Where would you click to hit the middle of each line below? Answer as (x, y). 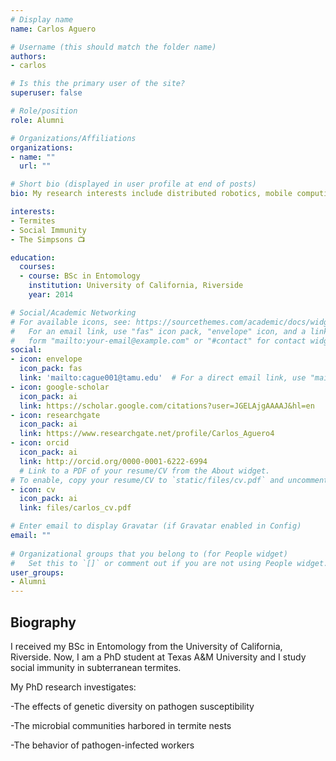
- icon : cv (33, 489)
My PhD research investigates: (73, 687)
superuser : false (46, 93)
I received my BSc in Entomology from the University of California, (146, 646)
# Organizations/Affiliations (73, 138)
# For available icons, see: (71, 322)
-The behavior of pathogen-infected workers (102, 745)
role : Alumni (37, 120)
